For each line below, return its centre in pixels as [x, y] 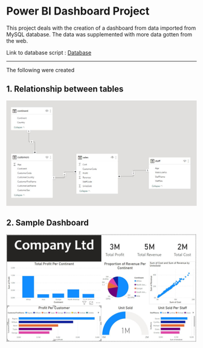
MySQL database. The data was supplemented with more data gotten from [99, 34]
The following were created [40, 70]
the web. [17, 41]
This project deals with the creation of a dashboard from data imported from [101, 28]
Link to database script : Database [49, 52]
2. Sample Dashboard [48, 223]
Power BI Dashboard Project [78, 11]
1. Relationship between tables [65, 89]
